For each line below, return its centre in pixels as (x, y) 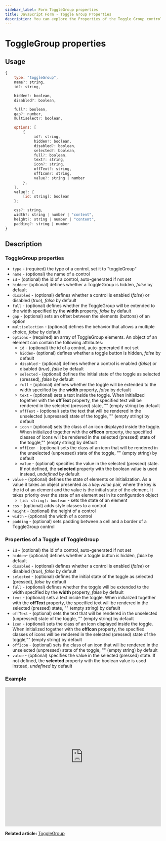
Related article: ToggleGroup (35, 833)
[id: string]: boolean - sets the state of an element (73, 500)
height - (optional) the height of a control (54, 511)
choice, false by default (36, 332)
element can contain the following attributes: (58, 343)
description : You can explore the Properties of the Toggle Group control (84, 19)
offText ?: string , (53, 169)
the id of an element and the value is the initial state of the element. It (83, 490)
